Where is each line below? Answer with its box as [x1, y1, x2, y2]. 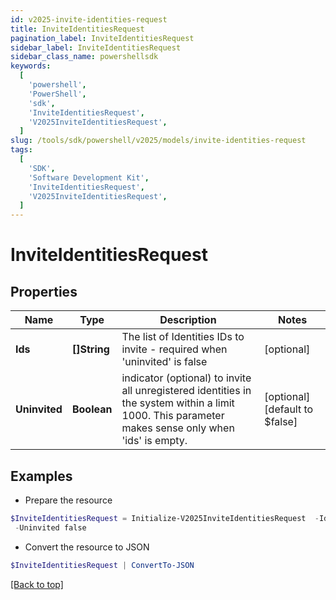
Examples [10, 467, 73, 485]
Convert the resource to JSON [24, 541, 150, 553]
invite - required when [121, 342, 228, 356]
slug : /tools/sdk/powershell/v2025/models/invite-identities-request [10, 136, 307, 146]
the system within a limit [121, 396, 235, 410]
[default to [264, 402, 314, 416]
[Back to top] [10, 578, 64, 590]
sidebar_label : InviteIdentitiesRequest [10, 42, 182, 53]
